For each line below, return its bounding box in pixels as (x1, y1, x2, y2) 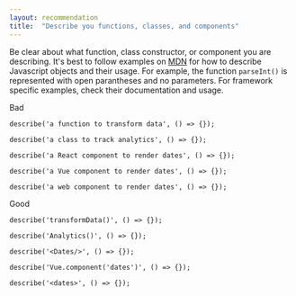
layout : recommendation (9, 13, 99, 22)
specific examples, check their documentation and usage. (9, 85, 224, 95)
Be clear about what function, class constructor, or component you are (9, 46, 272, 57)
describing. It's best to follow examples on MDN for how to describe (9, 56, 263, 67)
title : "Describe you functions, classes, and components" (9, 22, 240, 31)
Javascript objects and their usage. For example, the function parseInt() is (9, 65, 288, 76)
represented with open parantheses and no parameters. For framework (9, 75, 273, 85)
